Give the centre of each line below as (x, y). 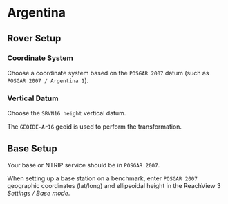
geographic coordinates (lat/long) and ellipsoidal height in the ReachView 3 (114, 185)
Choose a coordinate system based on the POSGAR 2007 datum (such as (108, 73)
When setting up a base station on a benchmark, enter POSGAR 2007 (103, 178)
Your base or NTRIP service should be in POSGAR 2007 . (84, 165)
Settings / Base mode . (39, 193)
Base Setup (32, 148)
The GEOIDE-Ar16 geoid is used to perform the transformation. (94, 127)
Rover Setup (34, 38)
